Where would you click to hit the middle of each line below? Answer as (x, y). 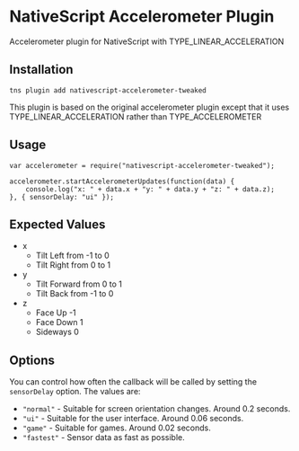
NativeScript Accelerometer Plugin (142, 17)
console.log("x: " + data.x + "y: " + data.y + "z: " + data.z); (150, 189)
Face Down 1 (59, 323)
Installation (41, 70)
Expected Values (57, 224)
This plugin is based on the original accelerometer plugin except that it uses (149, 107)
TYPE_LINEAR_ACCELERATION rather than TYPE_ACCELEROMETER (136, 116)
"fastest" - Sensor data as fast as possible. (104, 438)
